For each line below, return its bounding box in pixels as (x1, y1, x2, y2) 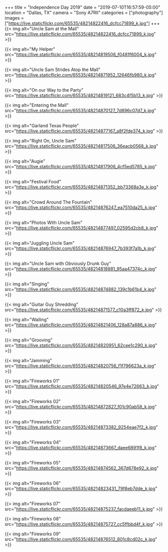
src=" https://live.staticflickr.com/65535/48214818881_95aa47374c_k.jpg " (5, 266, 157, 271)
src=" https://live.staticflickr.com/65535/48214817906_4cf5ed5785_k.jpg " (5, 164, 157, 169)
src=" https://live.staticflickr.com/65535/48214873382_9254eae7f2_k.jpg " (5, 424, 158, 430)
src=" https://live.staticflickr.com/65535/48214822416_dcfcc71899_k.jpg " (5, 31, 156, 37)
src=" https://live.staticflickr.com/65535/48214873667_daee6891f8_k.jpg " (5, 445, 157, 450)
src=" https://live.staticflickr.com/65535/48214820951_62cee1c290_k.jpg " (5, 342, 157, 348)
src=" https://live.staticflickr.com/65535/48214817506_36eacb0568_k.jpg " (5, 143, 158, 149)
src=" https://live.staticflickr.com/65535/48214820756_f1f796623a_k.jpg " (5, 363, 156, 369)
